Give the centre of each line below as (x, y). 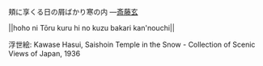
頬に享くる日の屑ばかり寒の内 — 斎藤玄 (73, 12)
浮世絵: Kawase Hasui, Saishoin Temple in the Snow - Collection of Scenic (132, 44)
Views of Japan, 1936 (45, 54)
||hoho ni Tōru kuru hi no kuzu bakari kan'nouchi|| (92, 28)
